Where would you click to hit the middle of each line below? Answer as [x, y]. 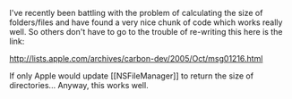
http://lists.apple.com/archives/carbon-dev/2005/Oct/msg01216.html [136, 58]
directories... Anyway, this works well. [79, 85]
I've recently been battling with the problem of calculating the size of [136, 13]
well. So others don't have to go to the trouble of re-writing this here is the [146, 32]
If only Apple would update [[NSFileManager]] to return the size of [131, 76]
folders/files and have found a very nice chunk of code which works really [146, 22]
